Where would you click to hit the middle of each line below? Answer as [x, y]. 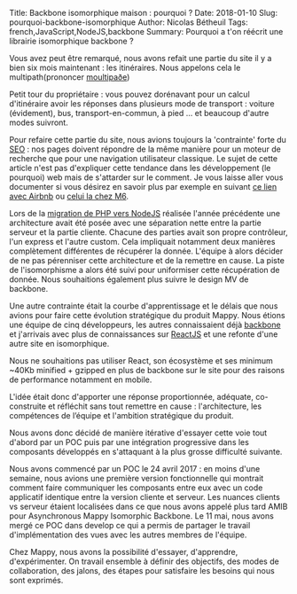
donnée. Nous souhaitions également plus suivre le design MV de [129, 279]
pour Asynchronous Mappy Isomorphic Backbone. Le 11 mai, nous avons [142, 516]
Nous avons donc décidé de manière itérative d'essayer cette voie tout [138, 433]
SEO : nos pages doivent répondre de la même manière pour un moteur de [145, 149]
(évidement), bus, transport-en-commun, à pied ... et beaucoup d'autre [139, 113]
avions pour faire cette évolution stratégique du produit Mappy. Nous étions [147, 315]
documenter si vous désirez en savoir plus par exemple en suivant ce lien [143, 187]
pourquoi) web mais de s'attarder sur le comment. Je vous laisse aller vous [146, 177]
